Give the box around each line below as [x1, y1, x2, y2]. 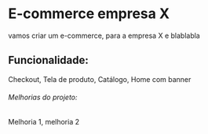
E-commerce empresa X [8, 5, 170, 23]
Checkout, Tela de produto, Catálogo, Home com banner [8, 74, 192, 84]
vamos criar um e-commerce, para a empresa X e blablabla [8, 31, 200, 40]
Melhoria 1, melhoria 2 [8, 117, 80, 126]
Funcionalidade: [8, 54, 89, 67]
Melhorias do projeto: [8, 92, 78, 102]
